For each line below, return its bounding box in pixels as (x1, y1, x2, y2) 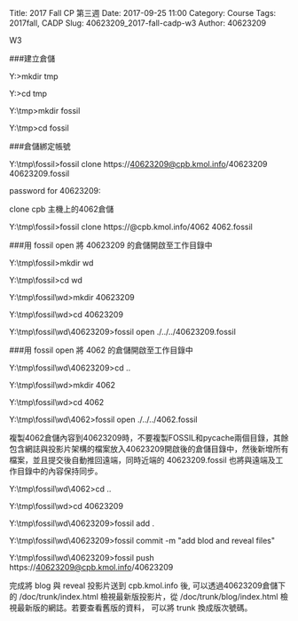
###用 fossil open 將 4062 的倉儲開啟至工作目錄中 (9, 345, 193, 355)
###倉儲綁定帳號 (9, 141, 71, 151)
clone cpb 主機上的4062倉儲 (9, 203, 114, 214)
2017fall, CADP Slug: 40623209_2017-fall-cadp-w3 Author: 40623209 (9, 18, 267, 28)
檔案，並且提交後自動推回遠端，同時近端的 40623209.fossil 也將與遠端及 (9, 455, 277, 465)
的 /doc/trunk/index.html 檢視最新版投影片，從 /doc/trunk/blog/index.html (9, 592, 278, 601)
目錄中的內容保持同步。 (16, 466, 103, 476)
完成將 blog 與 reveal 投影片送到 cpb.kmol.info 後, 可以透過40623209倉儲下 (9, 580, 286, 591)
